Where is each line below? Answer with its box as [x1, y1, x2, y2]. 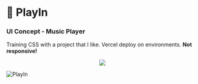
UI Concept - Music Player [6, 27, 85, 36]
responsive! [6, 47, 38, 55]
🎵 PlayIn [6, 5, 48, 19]
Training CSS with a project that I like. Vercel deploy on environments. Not [6, 41, 193, 48]
